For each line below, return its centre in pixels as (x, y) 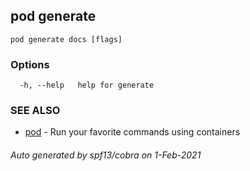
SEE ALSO (35, 111)
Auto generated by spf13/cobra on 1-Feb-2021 (106, 155)
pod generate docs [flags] (66, 39)
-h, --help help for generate (87, 85)
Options (30, 64)
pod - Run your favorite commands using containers (132, 132)
